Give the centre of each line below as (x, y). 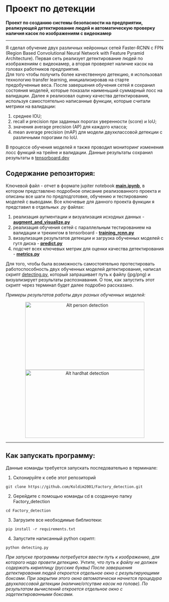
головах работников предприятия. (43, 69)
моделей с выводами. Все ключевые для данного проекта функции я (80, 202)
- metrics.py (26, 254)
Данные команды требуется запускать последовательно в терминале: (82, 468)
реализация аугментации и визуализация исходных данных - (79, 217)
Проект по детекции (51, 9)
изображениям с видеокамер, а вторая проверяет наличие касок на (79, 64)
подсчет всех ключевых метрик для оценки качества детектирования (88, 248)
